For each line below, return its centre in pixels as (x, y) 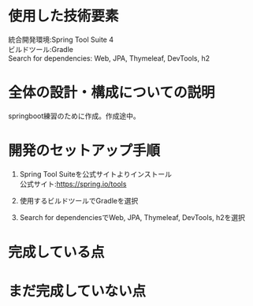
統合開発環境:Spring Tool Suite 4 (61, 39)
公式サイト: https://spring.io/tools (73, 184)
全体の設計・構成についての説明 (112, 93)
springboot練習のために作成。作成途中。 (74, 116)
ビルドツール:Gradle (41, 49)
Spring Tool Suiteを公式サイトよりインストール (95, 174)
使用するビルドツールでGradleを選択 (79, 200)
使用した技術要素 (64, 16)
